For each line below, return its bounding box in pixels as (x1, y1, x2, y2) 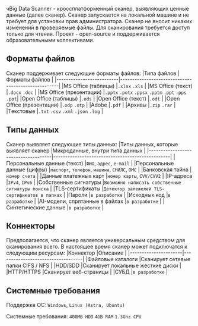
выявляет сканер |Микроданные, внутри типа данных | (6, 147, 146, 154)
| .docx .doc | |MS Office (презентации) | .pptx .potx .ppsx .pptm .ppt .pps (6, 89, 187, 96)
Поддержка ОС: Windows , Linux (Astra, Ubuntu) (6, 302, 126, 309)
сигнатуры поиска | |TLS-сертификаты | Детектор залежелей (6, 184, 152, 192)
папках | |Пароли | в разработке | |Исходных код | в (46, 191, 171, 198)
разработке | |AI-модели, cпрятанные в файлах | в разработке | (6, 198, 162, 205)
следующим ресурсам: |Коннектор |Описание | (6, 249, 127, 256)
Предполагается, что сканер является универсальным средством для (6, 237, 186, 244)
